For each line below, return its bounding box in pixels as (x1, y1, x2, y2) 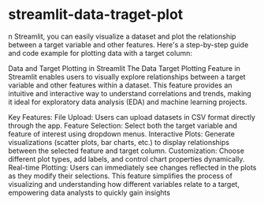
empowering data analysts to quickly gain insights (8, 188, 171, 197)
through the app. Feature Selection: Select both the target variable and (8, 121, 238, 130)
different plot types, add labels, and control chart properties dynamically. (8, 154, 245, 163)
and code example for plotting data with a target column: (8, 48, 193, 58)
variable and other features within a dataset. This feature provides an (8, 80, 232, 90)
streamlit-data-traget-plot (8, 6, 184, 24)
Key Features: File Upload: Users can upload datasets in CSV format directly (8, 112, 256, 121)
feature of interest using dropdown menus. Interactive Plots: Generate (8, 129, 235, 139)
